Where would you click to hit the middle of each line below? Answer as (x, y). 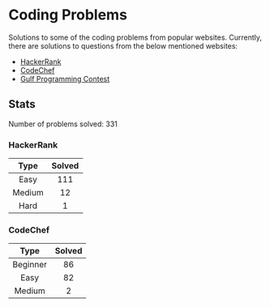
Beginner (30, 265)
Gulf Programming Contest (65, 79)
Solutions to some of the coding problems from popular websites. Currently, (135, 37)
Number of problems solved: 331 (63, 124)
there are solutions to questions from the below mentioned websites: (123, 45)
